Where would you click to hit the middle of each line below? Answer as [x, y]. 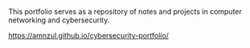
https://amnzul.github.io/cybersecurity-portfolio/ [88, 36]
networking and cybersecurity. [59, 20]
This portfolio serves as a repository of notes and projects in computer [125, 12]
